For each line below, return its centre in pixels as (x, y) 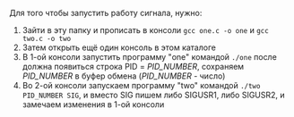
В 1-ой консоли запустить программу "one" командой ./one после (150, 57)
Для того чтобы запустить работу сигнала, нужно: (106, 13)
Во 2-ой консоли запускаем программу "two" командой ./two (141, 85)
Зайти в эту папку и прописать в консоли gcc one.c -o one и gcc (145, 30)
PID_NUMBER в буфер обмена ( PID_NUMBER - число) (124, 76)
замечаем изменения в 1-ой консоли (93, 104)
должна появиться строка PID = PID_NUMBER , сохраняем (133, 67)
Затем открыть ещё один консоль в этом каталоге (119, 47)
